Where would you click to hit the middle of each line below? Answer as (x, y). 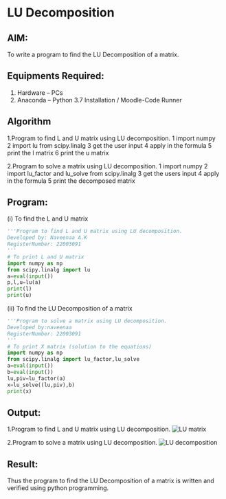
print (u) (20, 296)
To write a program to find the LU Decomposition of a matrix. (93, 54)
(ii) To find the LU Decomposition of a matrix (70, 309)
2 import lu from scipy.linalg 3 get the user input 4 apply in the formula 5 (110, 145)
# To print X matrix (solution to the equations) (80, 346)
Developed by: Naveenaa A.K (47, 238)
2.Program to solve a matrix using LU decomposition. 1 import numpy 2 (108, 166)
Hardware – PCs (40, 92)
